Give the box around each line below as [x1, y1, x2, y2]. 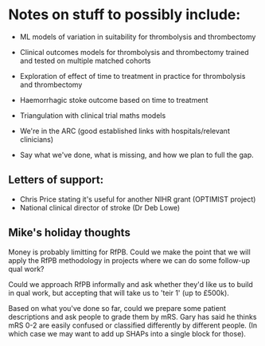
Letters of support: [8, 173, 104, 187]
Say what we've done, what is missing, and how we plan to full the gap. [19, 150, 255, 159]
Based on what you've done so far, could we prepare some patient [8, 303, 227, 313]
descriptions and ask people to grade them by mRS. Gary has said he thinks [8, 312, 257, 321]
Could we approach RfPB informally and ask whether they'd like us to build [8, 279, 253, 289]
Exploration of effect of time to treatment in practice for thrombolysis [19, 71, 246, 81]
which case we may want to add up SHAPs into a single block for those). [8, 328, 247, 338]
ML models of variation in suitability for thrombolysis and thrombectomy [19, 32, 256, 41]
